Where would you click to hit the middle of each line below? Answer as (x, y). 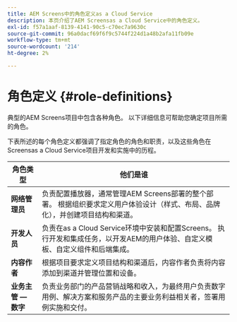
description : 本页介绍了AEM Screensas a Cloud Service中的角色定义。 (105, 20)
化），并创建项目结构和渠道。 (90, 215)
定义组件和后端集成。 (98, 249)
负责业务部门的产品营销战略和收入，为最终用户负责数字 (134, 286)
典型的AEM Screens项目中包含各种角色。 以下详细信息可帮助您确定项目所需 (117, 117)
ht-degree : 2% (28, 54)
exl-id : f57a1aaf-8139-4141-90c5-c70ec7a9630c (77, 27)
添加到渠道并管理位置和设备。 (91, 273)
